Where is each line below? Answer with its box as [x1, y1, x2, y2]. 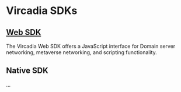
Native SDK [6, 66, 48, 76]
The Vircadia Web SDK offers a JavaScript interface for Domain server [6, 43, 176, 49]
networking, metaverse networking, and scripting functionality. [6, 49, 157, 56]
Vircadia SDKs [6, 4, 78, 17]
